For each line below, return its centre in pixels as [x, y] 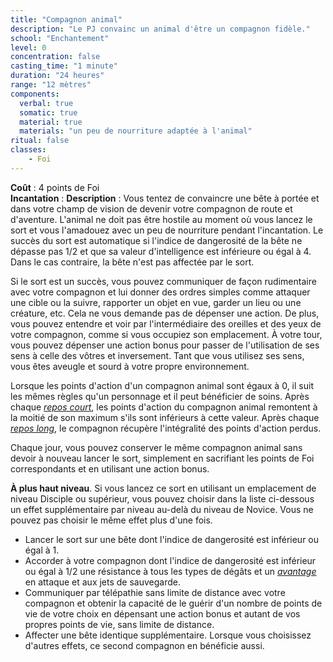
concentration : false [55, 57]
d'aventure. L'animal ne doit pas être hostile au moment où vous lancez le [161, 219]
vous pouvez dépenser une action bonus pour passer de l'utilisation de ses [165, 345]
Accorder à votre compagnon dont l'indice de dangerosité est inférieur [170, 560]
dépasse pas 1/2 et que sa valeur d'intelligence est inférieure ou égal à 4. [161, 251]
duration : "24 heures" [57, 76]
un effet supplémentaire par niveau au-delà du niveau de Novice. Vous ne [162, 509]
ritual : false [40, 141]
